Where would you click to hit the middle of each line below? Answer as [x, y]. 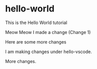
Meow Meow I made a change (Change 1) [48, 32]
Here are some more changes [36, 42]
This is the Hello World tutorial [36, 22]
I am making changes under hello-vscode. [49, 51]
